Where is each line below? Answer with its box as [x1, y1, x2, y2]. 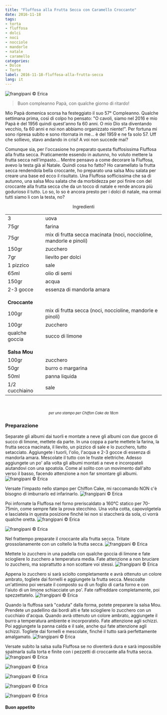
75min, [5, 506, 19, 512]
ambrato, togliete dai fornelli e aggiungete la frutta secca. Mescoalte [5, 576, 146, 582]
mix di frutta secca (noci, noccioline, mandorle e [45, 307, 158, 314]
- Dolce [5, 63, 21, 68]
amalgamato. [5, 634, 32, 640]
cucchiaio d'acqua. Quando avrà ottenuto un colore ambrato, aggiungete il [5, 613, 158, 619]
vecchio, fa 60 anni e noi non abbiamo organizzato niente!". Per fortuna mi [5, 126, 158, 132]
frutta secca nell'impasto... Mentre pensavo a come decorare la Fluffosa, [5, 157, 154, 163]
